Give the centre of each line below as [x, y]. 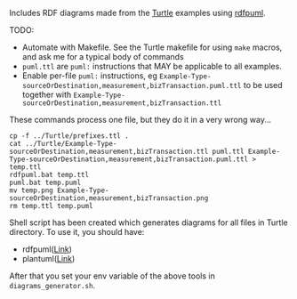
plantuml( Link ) [48, 259]
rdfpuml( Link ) [47, 249]
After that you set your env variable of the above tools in [112, 276]
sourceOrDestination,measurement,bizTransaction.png [109, 198]
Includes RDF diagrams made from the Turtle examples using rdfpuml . [137, 13]
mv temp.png [31, 190]
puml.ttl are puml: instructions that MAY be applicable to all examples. [152, 66]
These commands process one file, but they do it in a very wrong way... [140, 120]
